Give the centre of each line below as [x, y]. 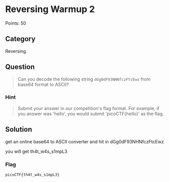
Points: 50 [16, 23]
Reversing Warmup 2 [50, 9]
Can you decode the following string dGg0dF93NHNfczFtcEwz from [84, 79]
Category [20, 39]
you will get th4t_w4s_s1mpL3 [36, 151]
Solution [19, 129]
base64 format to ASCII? [43, 84]
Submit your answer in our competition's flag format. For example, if [89, 108]
